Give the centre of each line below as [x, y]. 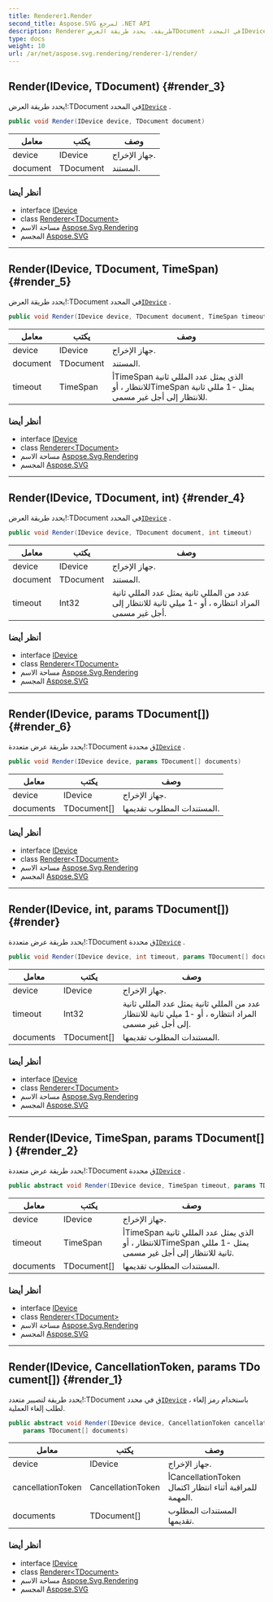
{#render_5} [40, 282]
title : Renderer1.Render [50, 16]
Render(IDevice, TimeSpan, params [101, 1139]
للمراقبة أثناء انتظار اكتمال [212, 1487]
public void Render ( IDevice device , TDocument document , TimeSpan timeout [138, 316]
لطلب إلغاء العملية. [37, 1408]
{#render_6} [40, 727]
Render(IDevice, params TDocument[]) [109, 714]
